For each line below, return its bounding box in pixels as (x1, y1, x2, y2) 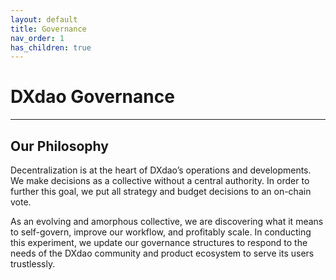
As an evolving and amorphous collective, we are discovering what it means (10, 216, 324, 227)
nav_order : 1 (10, 33, 65, 43)
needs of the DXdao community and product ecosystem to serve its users (10, 247, 315, 259)
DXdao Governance (10, 86, 175, 108)
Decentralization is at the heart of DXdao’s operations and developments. (10, 164, 312, 176)
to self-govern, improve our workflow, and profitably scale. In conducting (10, 226, 312, 238)
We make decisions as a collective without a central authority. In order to (10, 175, 310, 186)
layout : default (10, 14, 78, 25)
